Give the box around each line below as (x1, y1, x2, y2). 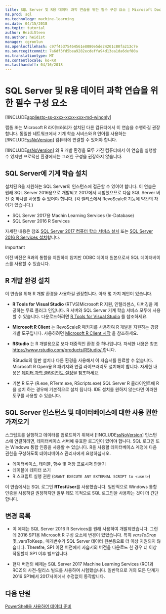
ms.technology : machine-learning (5, 16, 74, 21)
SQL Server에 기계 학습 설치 (5, 169, 87, 178)
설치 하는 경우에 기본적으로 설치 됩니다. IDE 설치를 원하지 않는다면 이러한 (17, 386, 158, 392)
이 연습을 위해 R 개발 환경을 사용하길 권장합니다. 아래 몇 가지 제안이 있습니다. (5, 290, 153, 297)
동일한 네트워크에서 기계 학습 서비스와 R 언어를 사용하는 (19, 131, 127, 136)
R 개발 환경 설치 (5, 276, 50, 285)
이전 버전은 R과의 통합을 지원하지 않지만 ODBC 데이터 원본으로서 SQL (5, 254, 140, 260)
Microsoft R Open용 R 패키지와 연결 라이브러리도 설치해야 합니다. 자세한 (12, 363, 152, 369)
